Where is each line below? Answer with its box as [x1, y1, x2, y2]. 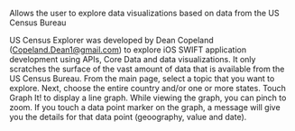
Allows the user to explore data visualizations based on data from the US [9, 8, 280, 18]
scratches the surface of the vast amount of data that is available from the [9, 63, 285, 74]
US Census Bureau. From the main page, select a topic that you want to [9, 73, 275, 84]
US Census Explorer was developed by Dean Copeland [9, 35, 214, 45]
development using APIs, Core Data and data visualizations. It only [9, 54, 256, 64]
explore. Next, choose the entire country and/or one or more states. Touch [9, 83, 287, 93]
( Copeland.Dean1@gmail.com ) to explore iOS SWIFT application [9, 44, 247, 55]
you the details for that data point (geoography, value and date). [9, 112, 247, 122]
